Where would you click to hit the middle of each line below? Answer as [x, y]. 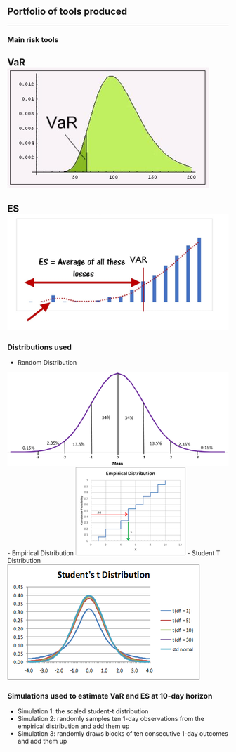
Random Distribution [47, 363]
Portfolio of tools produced [67, 12]
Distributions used [40, 347]
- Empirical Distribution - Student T [114, 553]
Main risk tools [33, 39]
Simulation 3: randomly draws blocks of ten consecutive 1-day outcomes [123, 734]
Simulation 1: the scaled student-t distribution [83, 711]
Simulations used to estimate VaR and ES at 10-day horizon [110, 696]
